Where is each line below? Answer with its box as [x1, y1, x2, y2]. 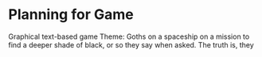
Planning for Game [8, 6, 134, 24]
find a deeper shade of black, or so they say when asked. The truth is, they [8, 40, 255, 49]
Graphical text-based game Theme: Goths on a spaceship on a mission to [8, 32, 250, 41]
